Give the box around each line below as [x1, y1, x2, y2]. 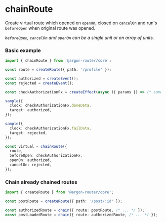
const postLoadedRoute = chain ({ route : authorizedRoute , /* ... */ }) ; [5, 212, 158, 217]
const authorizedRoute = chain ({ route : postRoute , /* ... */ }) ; [5, 208, 145, 213]
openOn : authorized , [9, 158, 52, 163]
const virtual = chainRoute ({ [5, 144, 68, 149]
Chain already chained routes [5, 178, 78, 185]
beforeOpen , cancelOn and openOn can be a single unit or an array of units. [5, 35, 154, 41]
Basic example [5, 47, 41, 54]
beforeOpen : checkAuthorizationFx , [9, 153, 83, 158]
